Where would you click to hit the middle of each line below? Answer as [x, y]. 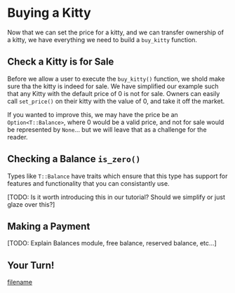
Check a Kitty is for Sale [61, 62]
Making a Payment [49, 226]
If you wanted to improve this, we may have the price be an [93, 114]
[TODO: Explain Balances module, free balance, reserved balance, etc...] [112, 243]
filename [20, 282]
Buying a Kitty [49, 13]
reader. [18, 137]
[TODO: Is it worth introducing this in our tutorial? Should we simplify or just [116, 197]
